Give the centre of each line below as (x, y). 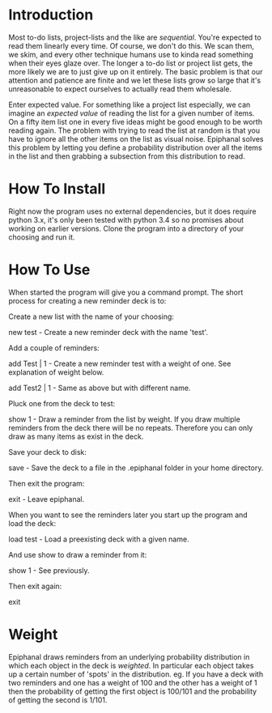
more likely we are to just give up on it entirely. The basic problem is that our (136, 71)
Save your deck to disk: (48, 452)
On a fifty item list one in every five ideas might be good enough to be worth (136, 121)
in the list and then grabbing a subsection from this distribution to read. (127, 156)
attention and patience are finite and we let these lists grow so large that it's (135, 80)
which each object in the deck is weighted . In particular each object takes (131, 665)
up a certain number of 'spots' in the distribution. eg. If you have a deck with (136, 674)
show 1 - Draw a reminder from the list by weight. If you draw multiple (124, 419)
